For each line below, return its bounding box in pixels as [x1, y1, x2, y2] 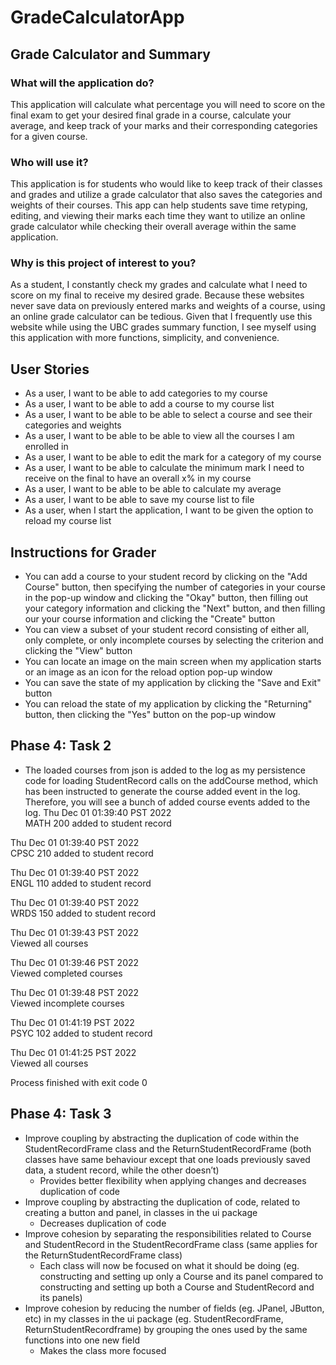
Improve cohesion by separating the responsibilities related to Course [24, 1227, 312, 1240]
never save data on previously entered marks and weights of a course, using [10, 300, 326, 312]
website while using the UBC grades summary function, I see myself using [10, 321, 317, 333]
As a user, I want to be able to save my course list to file [24, 494, 255, 506]
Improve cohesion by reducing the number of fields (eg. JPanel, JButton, [24, 1302, 325, 1314]
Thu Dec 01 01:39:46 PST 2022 [10, 956, 140, 968]
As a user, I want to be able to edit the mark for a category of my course [24, 451, 322, 463]
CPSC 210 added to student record [10, 847, 154, 859]
